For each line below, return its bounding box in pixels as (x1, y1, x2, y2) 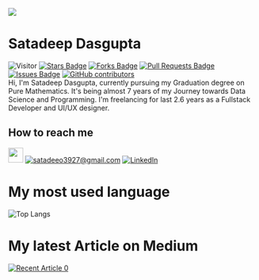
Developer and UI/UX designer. (8, 103, 110, 113)
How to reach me (8, 126, 93, 140)
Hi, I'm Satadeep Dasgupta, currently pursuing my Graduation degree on (8, 78, 246, 87)
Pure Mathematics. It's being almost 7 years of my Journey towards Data (8, 86, 246, 95)
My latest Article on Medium (8, 236, 199, 255)
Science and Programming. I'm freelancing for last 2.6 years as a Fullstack (8, 94, 251, 104)
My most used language (8, 182, 170, 201)
